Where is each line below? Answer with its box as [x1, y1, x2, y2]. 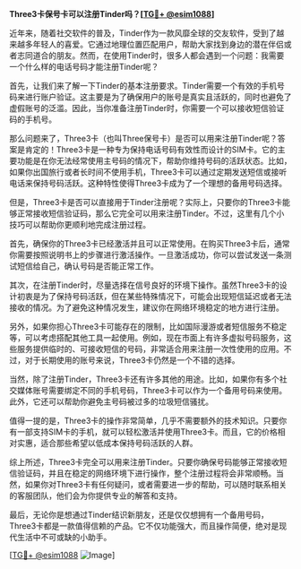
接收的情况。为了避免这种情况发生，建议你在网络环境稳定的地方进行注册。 [9, 302, 284, 313]
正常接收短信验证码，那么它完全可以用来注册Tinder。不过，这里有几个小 [16, 208, 285, 219]
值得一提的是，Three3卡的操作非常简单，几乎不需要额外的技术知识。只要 [9, 416, 279, 426]
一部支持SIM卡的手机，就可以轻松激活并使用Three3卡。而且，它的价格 [16, 427, 278, 437]
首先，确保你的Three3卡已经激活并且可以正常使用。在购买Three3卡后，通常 [9, 238, 290, 249]
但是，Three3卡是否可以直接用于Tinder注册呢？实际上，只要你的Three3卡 [9, 197, 283, 207]
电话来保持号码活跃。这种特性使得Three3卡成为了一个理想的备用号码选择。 [9, 178, 288, 188]
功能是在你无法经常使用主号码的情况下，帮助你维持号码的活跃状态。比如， [16, 156, 292, 166]
